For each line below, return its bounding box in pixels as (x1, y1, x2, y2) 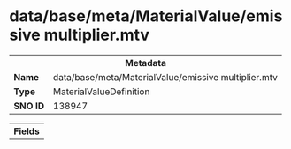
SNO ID (13, 100, 45, 112)
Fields (13, 125, 40, 138)
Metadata (125, 56, 166, 69)
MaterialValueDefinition (52, 86, 150, 98)
